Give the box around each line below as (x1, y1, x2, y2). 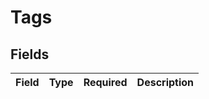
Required (83, 76, 128, 89)
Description (136, 76, 195, 89)
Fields (10, 46, 50, 63)
